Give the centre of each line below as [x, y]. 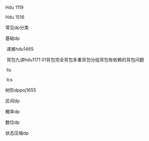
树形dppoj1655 [21, 90]
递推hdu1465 [20, 49]
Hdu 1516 [15, 17]
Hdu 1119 [14, 7]
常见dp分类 [17, 28]
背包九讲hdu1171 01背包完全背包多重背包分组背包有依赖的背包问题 [75, 60]
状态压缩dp [17, 133]
